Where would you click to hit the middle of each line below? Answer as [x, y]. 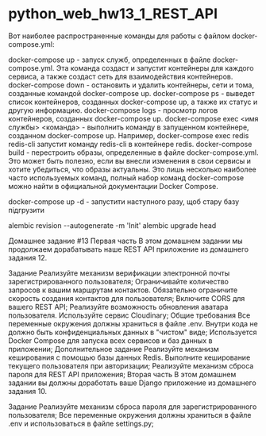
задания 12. [28, 257]
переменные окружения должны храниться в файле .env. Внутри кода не [133, 323]
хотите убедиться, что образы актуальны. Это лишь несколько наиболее [132, 169]
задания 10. [28, 391]
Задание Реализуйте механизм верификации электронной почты [119, 273]
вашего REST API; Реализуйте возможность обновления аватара [118, 307]
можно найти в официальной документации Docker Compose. [113, 186]
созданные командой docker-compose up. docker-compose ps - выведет [132, 93]
